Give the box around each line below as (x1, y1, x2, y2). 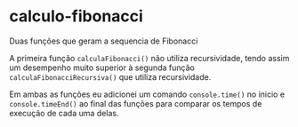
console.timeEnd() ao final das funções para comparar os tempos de (9, 98, 262, 108)
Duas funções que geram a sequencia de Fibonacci (9, 36, 198, 46)
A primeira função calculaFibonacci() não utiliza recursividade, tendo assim (9, 52, 290, 63)
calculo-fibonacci (9, 6, 144, 27)
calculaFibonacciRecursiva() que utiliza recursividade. (9, 71, 212, 82)
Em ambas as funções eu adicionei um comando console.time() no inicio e (9, 89, 286, 99)
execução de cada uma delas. (9, 107, 119, 118)
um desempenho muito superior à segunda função (9, 62, 196, 73)
